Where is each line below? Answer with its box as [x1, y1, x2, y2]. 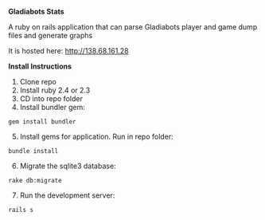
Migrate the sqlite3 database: [19, 161, 117, 171]
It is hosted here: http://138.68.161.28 [8, 46, 129, 55]
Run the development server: [19, 191, 115, 200]
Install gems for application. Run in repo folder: [19, 132, 173, 141]
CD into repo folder [19, 94, 84, 103]
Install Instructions [8, 61, 72, 71]
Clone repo [19, 77, 57, 86]
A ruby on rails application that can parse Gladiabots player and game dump [8, 22, 258, 31]
